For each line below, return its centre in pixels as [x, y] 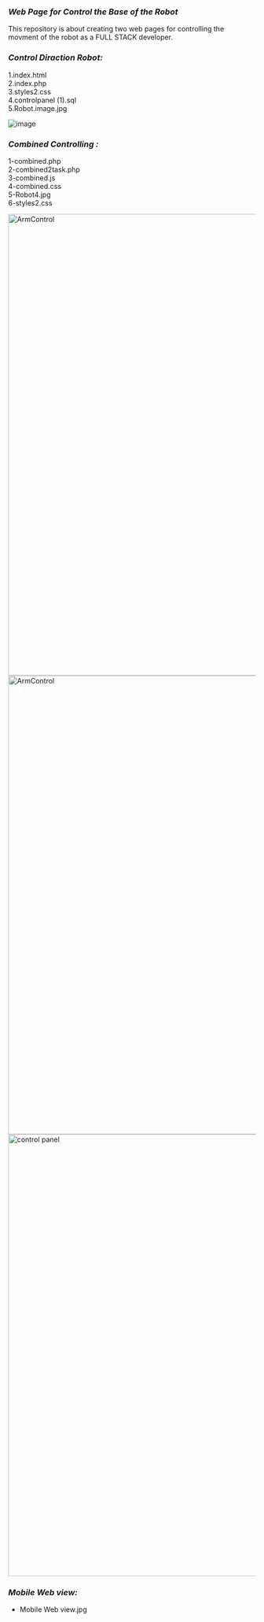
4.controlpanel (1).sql [42, 100]
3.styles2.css [29, 91]
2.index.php [27, 83]
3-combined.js [32, 178]
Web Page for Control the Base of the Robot [93, 12]
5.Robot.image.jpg [38, 108]
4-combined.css [35, 186]
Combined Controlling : [53, 144]
